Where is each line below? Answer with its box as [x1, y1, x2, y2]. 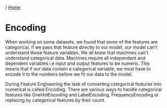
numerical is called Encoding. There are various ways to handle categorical [5, 86, 162, 92]
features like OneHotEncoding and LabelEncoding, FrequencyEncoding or [5, 91, 159, 98]
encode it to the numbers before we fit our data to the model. [5, 71, 133, 77]
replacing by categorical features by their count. [5, 97, 106, 103]
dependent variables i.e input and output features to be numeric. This [5, 60, 150, 66]
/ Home [5, 5, 21, 10]
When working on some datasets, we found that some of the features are [5, 39, 158, 45]
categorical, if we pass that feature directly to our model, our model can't [5, 44, 158, 50]
